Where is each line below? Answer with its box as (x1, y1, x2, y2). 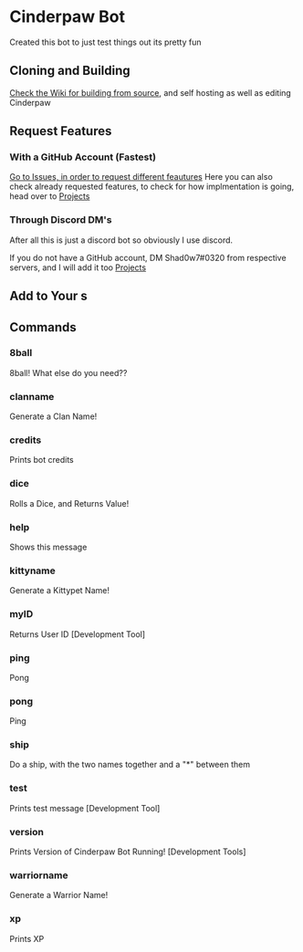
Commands (9, 319, 78, 335)
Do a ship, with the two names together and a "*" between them (9, 759, 251, 770)
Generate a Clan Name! (9, 411, 98, 422)
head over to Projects (9, 191, 90, 202)
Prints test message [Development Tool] (9, 802, 161, 813)
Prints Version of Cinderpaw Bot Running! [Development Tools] (9, 846, 246, 857)
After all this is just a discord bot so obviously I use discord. (9, 235, 234, 246)
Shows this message (9, 541, 88, 552)
